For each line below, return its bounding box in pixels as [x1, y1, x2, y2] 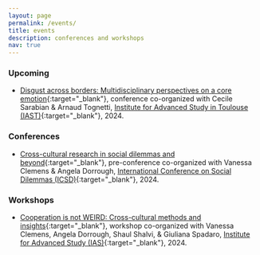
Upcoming [8, 68, 49, 79]
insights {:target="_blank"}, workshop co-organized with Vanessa [19, 221, 234, 231]
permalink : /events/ [8, 19, 77, 27]
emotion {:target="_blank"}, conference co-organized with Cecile [19, 94, 233, 104]
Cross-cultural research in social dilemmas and [19, 149, 175, 159]
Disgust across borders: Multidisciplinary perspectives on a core [19, 85, 233, 96]
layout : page [8, 11, 52, 20]
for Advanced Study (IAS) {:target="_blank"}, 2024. [19, 238, 187, 248]
